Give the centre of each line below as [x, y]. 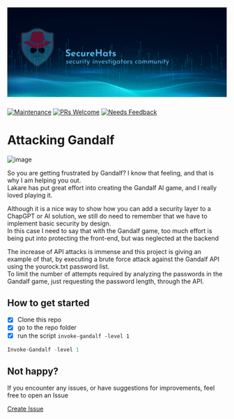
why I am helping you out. [44, 180]
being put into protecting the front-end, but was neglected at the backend [113, 238]
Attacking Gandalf [61, 140]
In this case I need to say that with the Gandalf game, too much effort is [110, 230]
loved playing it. [30, 195]
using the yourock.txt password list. [58, 266]
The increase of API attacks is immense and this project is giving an [104, 251]
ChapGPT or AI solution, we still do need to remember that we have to [107, 216]
